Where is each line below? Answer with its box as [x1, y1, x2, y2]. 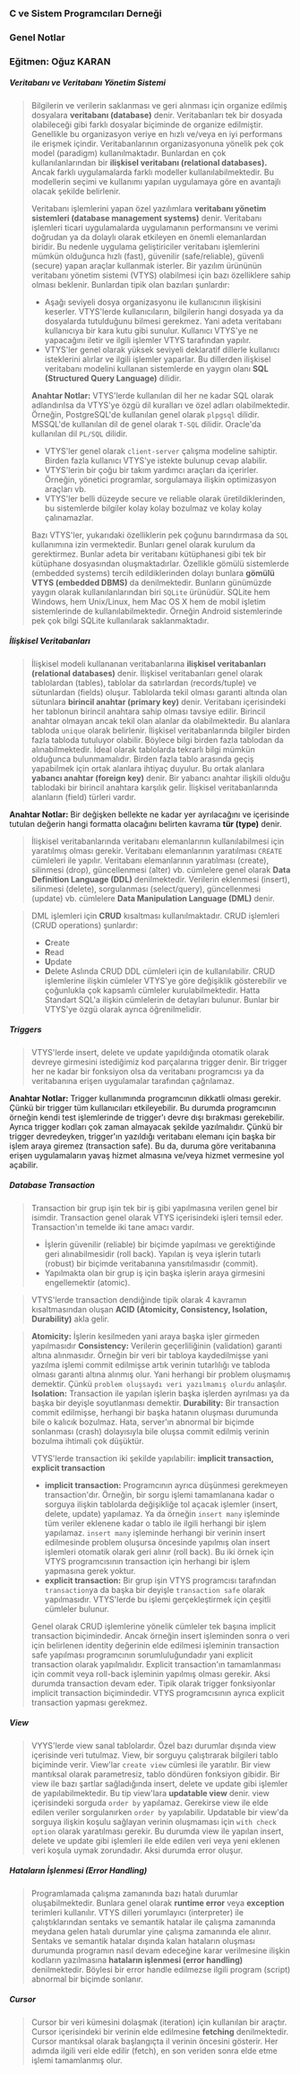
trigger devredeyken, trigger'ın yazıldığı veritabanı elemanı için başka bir [9, 1131, 276, 1141]
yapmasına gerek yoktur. [44, 1565, 136, 1576]
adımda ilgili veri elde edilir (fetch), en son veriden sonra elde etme [30, 2045, 278, 2056]
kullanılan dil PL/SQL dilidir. [30, 428, 128, 439]
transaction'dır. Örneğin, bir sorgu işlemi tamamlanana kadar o [44, 1489, 275, 1500]
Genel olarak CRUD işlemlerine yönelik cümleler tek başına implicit [30, 1621, 276, 1631]
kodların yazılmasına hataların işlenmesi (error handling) [30, 1954, 244, 1965]
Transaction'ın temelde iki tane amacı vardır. [30, 1221, 194, 1232]
